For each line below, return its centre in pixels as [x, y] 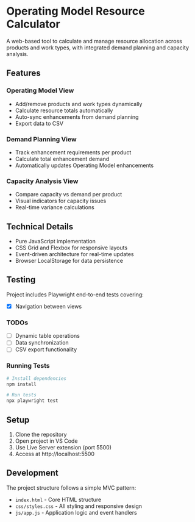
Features [23, 73]
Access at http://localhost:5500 [55, 454]
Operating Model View [40, 91]
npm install [21, 384]
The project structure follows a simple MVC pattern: [71, 488]
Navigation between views [48, 306]
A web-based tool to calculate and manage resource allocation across [94, 41]
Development [33, 473]
